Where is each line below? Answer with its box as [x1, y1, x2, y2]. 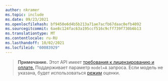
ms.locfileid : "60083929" [5, 45, 60, 50]
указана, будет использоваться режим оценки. [17, 69, 120, 76]
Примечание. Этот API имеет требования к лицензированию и [17, 59, 154, 65]
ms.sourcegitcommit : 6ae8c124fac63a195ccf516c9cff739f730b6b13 [5, 26, 142, 31]
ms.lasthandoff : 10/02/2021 [5, 40, 65, 46]
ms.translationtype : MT [5, 31, 56, 36]
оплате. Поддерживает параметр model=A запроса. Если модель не [17, 64, 163, 70]
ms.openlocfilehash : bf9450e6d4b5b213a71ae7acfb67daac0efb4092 [5, 21, 142, 27]
